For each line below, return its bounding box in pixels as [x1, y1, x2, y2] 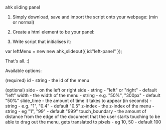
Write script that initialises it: [12, 38, 71, 44]
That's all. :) [5, 58, 30, 64]
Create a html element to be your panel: [12, 29, 95, 34]
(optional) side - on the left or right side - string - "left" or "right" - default [5, 87, 157, 93]
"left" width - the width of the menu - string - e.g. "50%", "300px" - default [5, 92, 160, 98]
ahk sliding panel [5, 4, 41, 10]
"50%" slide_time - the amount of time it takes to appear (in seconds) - [5, 97, 152, 103]
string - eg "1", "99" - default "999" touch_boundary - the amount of [5, 108, 146, 114]
